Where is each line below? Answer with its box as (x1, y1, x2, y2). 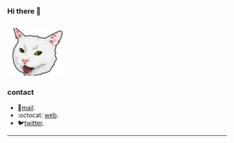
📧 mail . (17, 103, 36, 112)
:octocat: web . (17, 111, 59, 119)
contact (7, 87, 35, 97)
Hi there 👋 (7, 6, 42, 16)
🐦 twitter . (17, 119, 45, 127)
